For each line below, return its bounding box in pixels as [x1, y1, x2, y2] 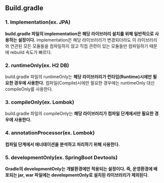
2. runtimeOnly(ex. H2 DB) [5, 62, 69, 69]
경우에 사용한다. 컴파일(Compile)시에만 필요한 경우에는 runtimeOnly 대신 [14, 80, 155, 86]
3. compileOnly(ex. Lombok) [5, 98, 74, 105]
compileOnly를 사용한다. [5, 86, 53, 92]
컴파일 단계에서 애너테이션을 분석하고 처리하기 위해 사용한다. [5, 141, 120, 147]
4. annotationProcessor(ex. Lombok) [5, 130, 95, 137]
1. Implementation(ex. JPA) [5, 19, 70, 26]
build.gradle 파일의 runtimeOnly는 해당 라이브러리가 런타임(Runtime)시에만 [5, 74, 152, 80]
